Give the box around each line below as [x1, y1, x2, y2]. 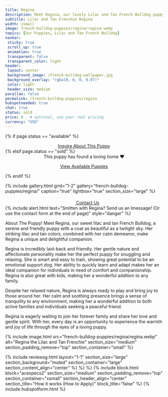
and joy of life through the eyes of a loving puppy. [5, 324, 107, 330]
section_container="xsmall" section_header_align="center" [5, 375, 127, 381]
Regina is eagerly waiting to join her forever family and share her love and [5, 313, 157, 319]
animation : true [7, 49, 41, 54]
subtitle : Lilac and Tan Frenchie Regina [5, 17, 93, 22]
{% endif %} [5, 173, 31, 179]
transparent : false [7, 54, 48, 59]
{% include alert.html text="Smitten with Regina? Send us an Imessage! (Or [5, 205, 160, 211]
